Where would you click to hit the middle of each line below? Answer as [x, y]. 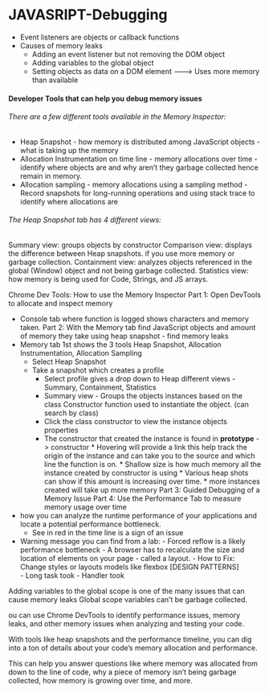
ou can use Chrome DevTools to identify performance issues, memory [124, 615]
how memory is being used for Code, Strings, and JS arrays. [108, 278]
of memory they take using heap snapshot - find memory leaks [124, 336]
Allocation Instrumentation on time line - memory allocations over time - [139, 159]
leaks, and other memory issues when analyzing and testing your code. [126, 623]
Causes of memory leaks [61, 45]
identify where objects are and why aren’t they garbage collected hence [139, 167]
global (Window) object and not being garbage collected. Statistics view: [128, 270]
